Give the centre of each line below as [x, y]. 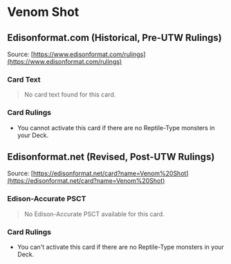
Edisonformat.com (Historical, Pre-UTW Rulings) [115, 38]
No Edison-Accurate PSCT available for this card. [94, 214]
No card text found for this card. [70, 95]
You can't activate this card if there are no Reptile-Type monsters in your [121, 247]
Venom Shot [43, 12]
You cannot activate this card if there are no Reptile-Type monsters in [116, 127]
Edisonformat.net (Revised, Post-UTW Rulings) [111, 157]
